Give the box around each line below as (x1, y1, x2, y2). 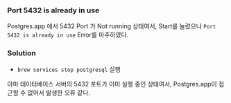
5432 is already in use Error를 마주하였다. (7, 30, 129, 39)
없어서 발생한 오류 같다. (27, 88, 91, 97)
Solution (7, 48, 37, 58)
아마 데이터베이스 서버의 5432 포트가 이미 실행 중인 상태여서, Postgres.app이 (7, 79, 217, 88)
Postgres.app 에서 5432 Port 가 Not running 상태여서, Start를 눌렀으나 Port (7, 22, 216, 30)
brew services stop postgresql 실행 (17, 65, 121, 73)
